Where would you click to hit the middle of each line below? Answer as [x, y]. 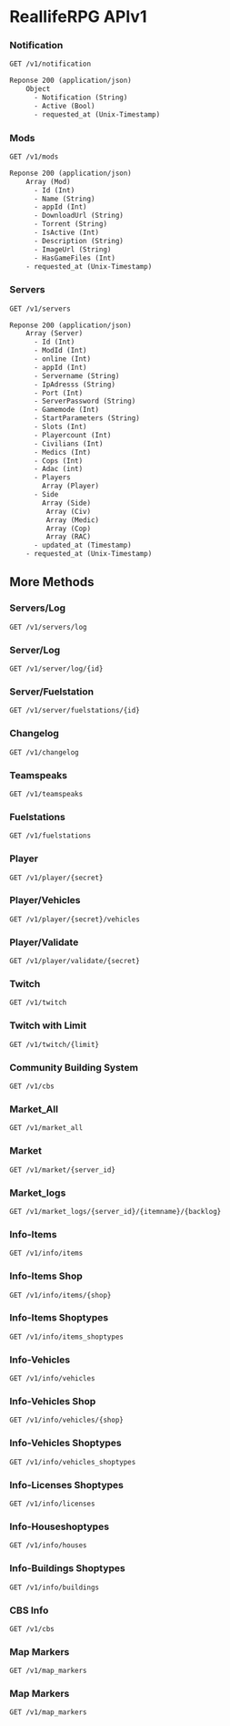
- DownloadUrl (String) [79, 216]
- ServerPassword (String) [85, 401]
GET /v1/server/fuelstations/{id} [75, 711]
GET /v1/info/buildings [55, 1587]
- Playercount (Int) [72, 435]
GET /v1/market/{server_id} [63, 1170]
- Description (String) [79, 241]
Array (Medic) [73, 520]
